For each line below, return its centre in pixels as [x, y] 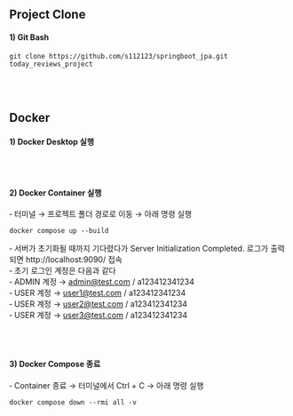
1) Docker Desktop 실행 [52, 141]
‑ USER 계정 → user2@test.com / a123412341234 [99, 304]
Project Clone [48, 15]
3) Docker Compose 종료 [55, 364]
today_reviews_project [51, 64]
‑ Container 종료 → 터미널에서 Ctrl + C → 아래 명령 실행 [107, 385]
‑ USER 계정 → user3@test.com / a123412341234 [99, 316]
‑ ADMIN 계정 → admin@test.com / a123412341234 [102, 282]
